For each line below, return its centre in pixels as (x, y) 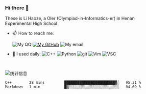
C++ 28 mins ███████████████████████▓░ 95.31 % (73, 83)
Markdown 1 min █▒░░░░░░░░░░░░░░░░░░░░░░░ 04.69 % (73, 87)
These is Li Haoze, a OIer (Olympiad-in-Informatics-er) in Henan (70, 19)
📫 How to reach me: (33, 33)
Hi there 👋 (17, 8)
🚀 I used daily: (26, 54)
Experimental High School (31, 23)
